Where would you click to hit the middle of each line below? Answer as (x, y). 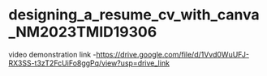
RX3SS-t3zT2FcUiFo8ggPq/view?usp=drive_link (89, 63)
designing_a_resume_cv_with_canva (134, 15)
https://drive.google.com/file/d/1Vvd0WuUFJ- (173, 54)
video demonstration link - (52, 54)
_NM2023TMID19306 (83, 32)
